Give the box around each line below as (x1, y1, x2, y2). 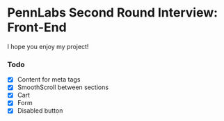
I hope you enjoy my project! (7, 42, 89, 50)
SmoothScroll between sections (17, 83, 109, 91)
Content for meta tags (17, 75, 81, 84)
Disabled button (17, 106, 63, 115)
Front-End (7, 19, 67, 35)
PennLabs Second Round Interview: (7, 5, 218, 21)
